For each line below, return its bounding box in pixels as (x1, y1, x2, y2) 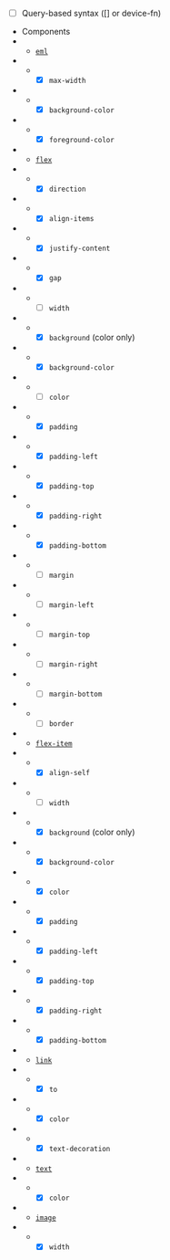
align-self (48, 769, 90, 778)
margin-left (48, 601, 95, 610)
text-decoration (48, 1145, 111, 1154)
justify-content (48, 244, 111, 254)
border (48, 719, 75, 729)
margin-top (48, 630, 90, 640)
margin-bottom (48, 689, 103, 699)
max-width (48, 77, 86, 86)
